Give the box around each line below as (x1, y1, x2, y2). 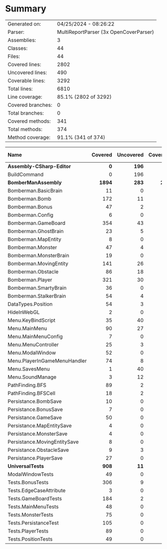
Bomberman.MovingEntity (7, 260, 69, 267)
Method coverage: (7, 134, 51, 141)
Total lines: (7, 85, 33, 92)
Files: (7, 53, 20, 60)
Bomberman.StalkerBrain (7, 292, 66, 299)
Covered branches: (7, 101, 53, 108)
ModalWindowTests (7, 471, 54, 478)
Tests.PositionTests (7, 536, 53, 543)
